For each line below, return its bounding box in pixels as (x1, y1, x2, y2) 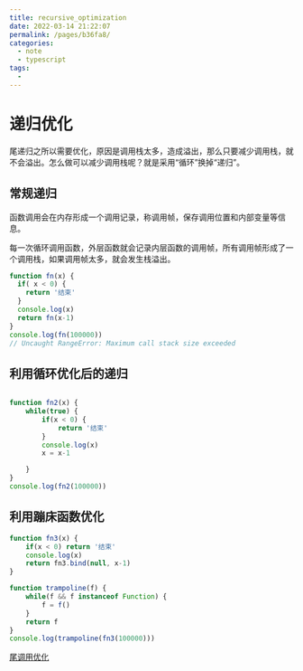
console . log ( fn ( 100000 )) (9, 330, 103, 339)
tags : (9, 64, 30, 73)
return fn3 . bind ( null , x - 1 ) (25, 559, 131, 568)
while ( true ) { (25, 407, 78, 416)
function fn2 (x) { (9, 399, 78, 408)
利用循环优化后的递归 (9, 365, 128, 381)
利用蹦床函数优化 (9, 509, 105, 525)
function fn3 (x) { (9, 534, 78, 543)
